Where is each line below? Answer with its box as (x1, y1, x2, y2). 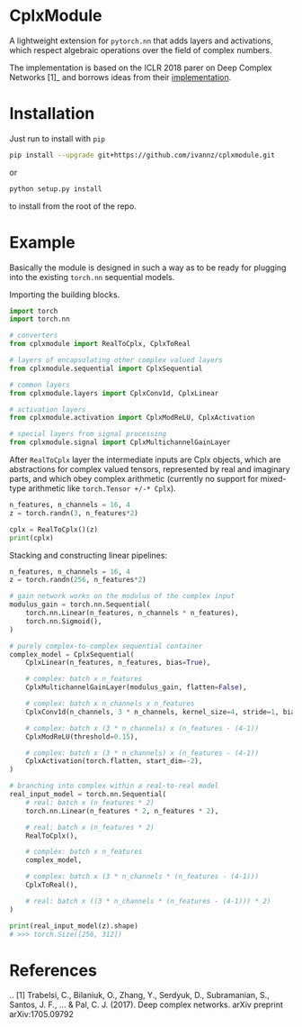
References (9, 960, 97, 980)
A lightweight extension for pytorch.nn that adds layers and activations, (9, 35, 274, 46)
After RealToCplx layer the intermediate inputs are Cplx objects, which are (9, 454, 281, 465)
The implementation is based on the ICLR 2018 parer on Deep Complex (9, 62, 272, 73)
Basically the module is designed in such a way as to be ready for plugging (9, 262, 287, 273)
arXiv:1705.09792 (9, 1009, 75, 1020)
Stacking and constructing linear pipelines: (9, 550, 168, 560)
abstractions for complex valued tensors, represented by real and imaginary (9, 464, 290, 475)
